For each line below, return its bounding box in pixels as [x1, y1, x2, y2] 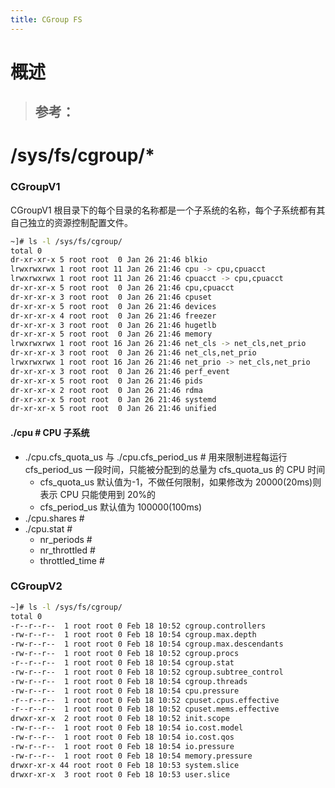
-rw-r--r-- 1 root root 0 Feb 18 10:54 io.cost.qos [10, 732, 235, 743]
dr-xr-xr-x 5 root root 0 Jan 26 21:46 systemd [10, 394, 217, 405]
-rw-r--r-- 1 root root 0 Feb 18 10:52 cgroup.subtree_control [10, 667, 284, 677]
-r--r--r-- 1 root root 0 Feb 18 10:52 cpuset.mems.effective [10, 704, 280, 715]
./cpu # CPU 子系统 [10, 426, 90, 438]
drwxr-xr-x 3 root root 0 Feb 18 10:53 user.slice [10, 769, 230, 780]
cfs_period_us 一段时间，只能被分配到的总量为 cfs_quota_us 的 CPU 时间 [24, 463, 326, 475]
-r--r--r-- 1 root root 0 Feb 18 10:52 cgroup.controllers [10, 621, 267, 631]
